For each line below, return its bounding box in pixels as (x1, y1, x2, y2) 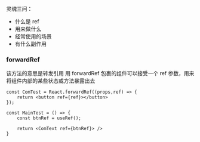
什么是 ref (14, 18, 40, 25)
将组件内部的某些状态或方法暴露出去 (6, 77, 96, 85)
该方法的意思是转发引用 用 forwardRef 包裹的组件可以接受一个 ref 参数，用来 (6, 70, 195, 77)
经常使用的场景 (14, 33, 52, 40)
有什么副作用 (14, 41, 47, 47)
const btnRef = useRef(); (17, 115, 82, 121)
